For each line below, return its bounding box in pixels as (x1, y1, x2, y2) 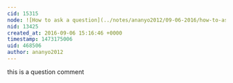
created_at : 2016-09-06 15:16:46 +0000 (7, 29, 123, 37)
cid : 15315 (7, 10, 39, 17)
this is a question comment (7, 67, 85, 76)
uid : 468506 (7, 42, 42, 49)
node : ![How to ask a (7, 17, 70, 24)
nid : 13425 (7, 23, 39, 30)
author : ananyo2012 (7, 49, 64, 56)
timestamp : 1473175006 (7, 36, 73, 43)
